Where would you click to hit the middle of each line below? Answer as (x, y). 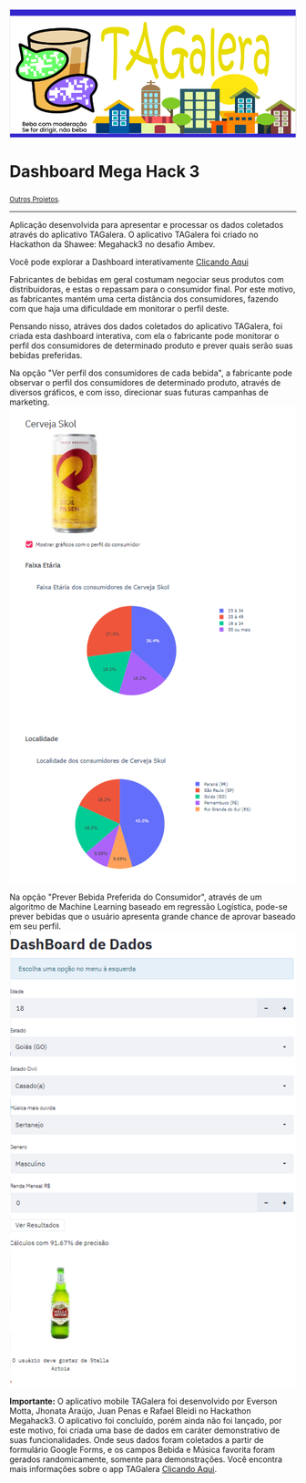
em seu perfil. (36, 926)
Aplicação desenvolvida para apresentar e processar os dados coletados (147, 225)
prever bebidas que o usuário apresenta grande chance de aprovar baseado (153, 917)
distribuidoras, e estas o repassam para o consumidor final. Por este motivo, (153, 289)
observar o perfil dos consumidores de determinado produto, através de (145, 383)
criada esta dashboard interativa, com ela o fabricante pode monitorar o (144, 336)
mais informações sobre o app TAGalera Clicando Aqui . (113, 1469)
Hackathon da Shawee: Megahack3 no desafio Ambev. (112, 244)
